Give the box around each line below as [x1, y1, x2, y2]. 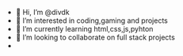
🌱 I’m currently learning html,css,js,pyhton [15, 24, 154, 33]
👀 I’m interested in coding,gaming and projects [15, 16, 168, 25]
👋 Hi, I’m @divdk [15, 8, 70, 17]
